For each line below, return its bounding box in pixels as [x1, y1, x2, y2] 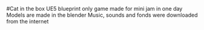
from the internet [6, 18, 49, 25]
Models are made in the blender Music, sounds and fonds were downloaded [6, 11, 199, 19]
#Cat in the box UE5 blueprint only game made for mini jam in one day [6, 5, 183, 12]
